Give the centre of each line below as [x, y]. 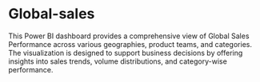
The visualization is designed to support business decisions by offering [126, 53]
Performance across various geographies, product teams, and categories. [130, 44]
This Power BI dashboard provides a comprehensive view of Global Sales [129, 36]
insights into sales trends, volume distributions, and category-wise [118, 61]
